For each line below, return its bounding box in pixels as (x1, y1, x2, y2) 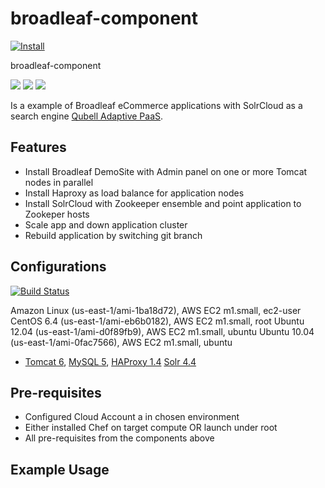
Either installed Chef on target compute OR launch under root (24, 422, 278, 434)
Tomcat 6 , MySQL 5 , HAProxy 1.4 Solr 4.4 (24, 355, 197, 367)
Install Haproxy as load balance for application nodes (24, 187, 245, 199)
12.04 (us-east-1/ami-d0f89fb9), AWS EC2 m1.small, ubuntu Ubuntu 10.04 (10, 325, 315, 337)
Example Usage (10, 461, 110, 478)
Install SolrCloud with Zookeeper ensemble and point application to (24, 197, 302, 209)
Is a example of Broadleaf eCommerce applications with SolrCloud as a (10, 99, 303, 111)
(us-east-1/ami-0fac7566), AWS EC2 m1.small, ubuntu (10, 336, 233, 348)
